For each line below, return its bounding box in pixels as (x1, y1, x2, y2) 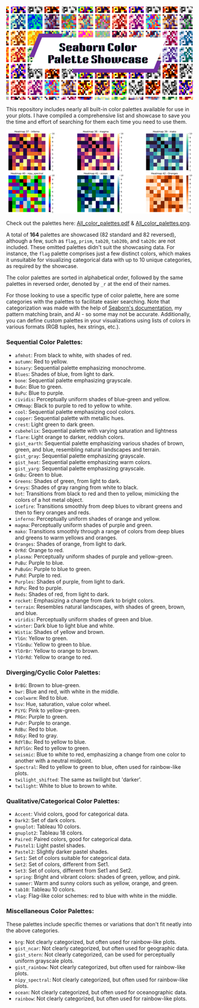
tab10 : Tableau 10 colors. (14, 886, 76, 893)
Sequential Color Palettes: (6, 338, 83, 346)
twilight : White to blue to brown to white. (14, 782, 117, 789)
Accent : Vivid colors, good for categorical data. (14, 810, 129, 817)
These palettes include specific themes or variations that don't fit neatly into (6, 920, 192, 928)
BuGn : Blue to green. (14, 383, 63, 390)
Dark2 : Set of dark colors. (14, 817, 77, 824)
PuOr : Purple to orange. (14, 720, 71, 726)
